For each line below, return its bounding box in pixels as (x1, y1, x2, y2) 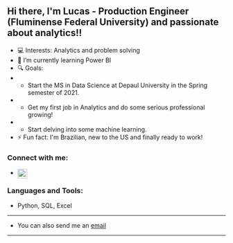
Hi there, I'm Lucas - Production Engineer (7, 6, 189, 17)
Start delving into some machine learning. (27, 125, 147, 134)
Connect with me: (7, 152, 69, 162)
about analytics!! (7, 27, 83, 39)
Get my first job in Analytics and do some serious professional (27, 103, 205, 111)
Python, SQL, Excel (17, 201, 73, 210)
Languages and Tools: (7, 186, 83, 196)
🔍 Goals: (17, 64, 44, 72)
